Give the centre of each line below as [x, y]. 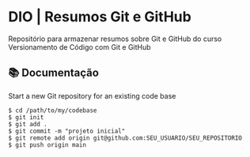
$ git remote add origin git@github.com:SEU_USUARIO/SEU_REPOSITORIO [125, 138]
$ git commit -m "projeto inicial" [67, 131]
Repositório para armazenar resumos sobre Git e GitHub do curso [115, 39]
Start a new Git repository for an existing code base [92, 95]
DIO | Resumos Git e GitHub [100, 17]
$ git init [26, 117]
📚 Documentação [53, 73]
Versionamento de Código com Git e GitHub [80, 47]
